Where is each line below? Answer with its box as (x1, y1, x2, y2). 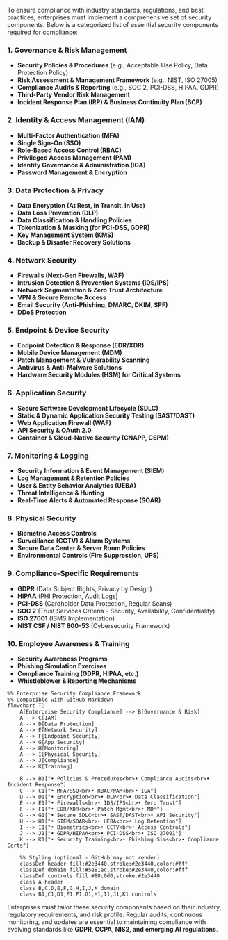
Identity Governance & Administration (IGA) (17, 160, 146, 169)
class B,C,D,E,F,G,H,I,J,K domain (19, 884, 120, 891)
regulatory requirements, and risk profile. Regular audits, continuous (7, 910, 203, 918)
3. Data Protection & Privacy (7, 185, 104, 195)
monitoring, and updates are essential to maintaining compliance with (7, 917, 206, 926)
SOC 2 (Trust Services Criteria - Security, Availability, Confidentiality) (17, 607, 215, 615)
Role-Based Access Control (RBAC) (17, 146, 122, 154)
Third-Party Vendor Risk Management (17, 90, 131, 99)
